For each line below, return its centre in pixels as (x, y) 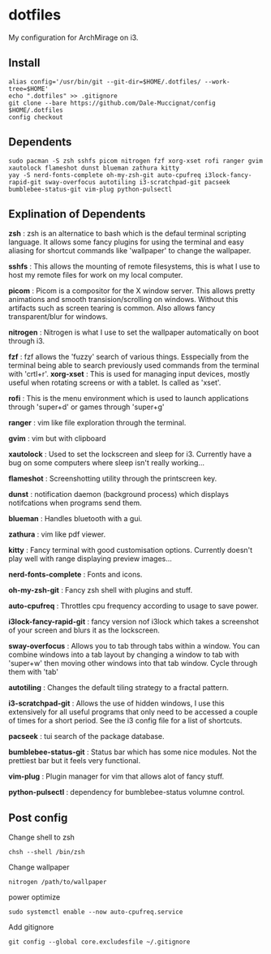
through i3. (27, 341)
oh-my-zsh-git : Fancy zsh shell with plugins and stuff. (101, 590)
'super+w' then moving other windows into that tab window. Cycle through (133, 663)
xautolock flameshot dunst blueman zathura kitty (94, 168)
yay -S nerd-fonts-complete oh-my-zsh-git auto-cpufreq (105, 175)
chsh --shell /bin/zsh (47, 853)
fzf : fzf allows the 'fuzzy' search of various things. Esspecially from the (129, 357)
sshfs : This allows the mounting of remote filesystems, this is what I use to (134, 266)
